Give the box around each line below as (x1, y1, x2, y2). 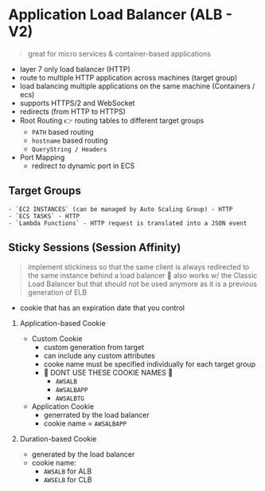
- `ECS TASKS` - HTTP (8, 212, 80, 220)
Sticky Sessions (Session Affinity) (8, 241, 181, 254)
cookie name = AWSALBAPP (43, 418, 127, 428)
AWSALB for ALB (43, 466, 92, 476)
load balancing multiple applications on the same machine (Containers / (19, 81, 255, 91)
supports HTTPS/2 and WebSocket (19, 98, 135, 108)
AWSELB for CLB (43, 474, 92, 484)
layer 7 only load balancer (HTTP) (19, 64, 131, 73)
